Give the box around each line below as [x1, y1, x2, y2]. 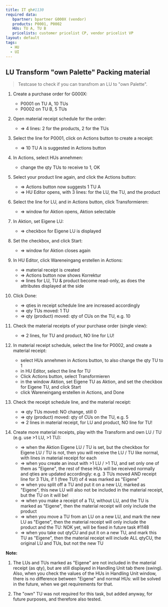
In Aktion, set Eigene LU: [12, 218, 64, 224]
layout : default [5, 36, 39, 41]
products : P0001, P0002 [12, 21, 62, 27]
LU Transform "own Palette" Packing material [5, 68, 150, 76]
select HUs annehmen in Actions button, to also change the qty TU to [20, 357, 163, 363]
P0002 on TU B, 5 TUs [20, 106, 67, 112]
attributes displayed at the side [20, 283, 84, 289]
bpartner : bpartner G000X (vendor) [12, 17, 86, 22]
